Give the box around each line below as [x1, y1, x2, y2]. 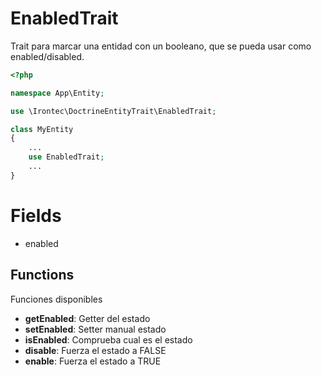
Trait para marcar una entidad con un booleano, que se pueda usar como [10, 40, 312, 52]
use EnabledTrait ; [28, 152, 105, 162]
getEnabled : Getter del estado [24, 312, 151, 324]
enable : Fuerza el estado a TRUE [24, 355, 162, 367]
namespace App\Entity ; [10, 88, 105, 98]
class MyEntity [10, 124, 74, 134]
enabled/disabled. [10, 50, 85, 62]
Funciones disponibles [10, 293, 103, 305]
